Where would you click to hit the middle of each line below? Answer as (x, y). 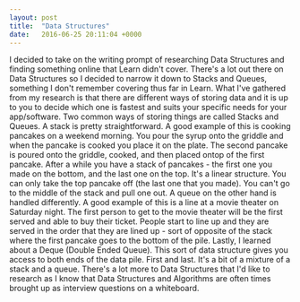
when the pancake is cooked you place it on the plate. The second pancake (149, 145)
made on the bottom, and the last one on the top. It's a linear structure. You (148, 174)
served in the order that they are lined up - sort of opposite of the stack (141, 231)
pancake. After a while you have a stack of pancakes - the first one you (141, 164)
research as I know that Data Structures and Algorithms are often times (140, 279)
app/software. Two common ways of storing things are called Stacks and (144, 116)
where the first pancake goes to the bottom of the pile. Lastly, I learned (140, 241)
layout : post (34, 17)
